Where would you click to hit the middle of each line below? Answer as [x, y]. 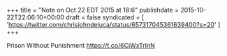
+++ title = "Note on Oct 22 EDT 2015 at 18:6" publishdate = [93, 10]
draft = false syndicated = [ [105, 17]
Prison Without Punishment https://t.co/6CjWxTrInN [81, 45]
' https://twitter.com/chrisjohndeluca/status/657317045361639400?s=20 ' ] [113, 25]
